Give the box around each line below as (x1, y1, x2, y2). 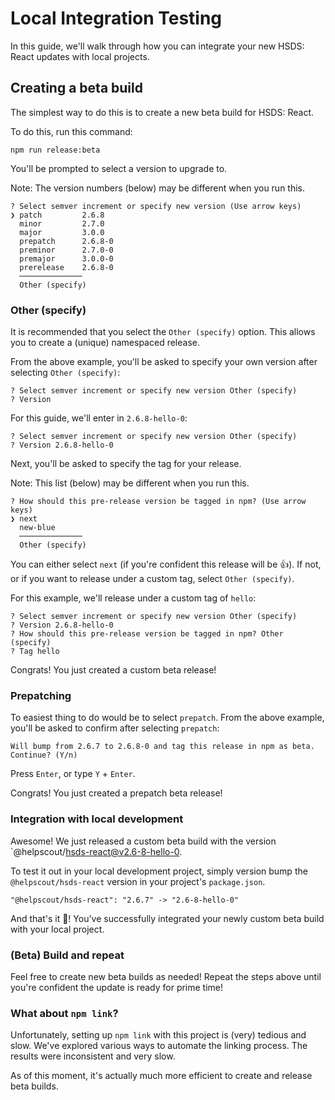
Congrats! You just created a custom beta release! (10, 664, 217, 676)
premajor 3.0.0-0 (19, 253, 114, 264)
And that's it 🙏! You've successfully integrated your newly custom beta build (10, 912, 325, 924)
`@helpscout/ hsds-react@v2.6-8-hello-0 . (10, 845, 183, 857)
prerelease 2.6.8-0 (19, 262, 114, 272)
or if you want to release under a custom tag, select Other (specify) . (10, 573, 295, 585)
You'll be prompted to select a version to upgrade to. (10, 162, 228, 174)
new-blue (19, 523, 56, 533)
